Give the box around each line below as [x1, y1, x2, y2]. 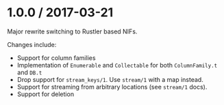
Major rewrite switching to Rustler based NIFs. [7, 27, 138, 35]
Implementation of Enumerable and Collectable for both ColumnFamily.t [16, 61, 218, 69]
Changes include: [7, 40, 57, 48]
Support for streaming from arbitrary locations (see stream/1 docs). [16, 82, 208, 91]
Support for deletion [16, 90, 74, 98]
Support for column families [16, 53, 96, 62]
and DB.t [16, 68, 42, 76]
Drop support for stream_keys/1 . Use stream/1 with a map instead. [16, 75, 203, 83]
